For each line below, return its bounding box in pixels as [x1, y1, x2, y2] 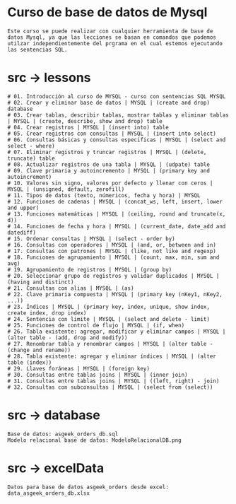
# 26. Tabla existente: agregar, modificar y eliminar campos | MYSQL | [7, 328, 226, 335]
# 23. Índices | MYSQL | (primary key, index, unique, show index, [7, 303, 211, 310]
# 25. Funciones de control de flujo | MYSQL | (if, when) [7, 322, 185, 329]
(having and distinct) [7, 279, 74, 286]
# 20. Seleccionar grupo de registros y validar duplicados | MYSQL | [7, 272, 220, 279]
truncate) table [7, 155, 55, 162]
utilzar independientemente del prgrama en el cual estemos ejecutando [7, 40, 223, 47]
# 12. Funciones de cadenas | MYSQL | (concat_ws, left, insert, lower [7, 198, 223, 205]
